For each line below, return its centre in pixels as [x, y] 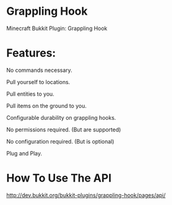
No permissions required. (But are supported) [64, 130]
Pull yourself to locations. [38, 82]
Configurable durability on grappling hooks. [61, 117]
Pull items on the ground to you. [47, 106]
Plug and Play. [24, 153]
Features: [31, 53]
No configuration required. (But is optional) [60, 141]
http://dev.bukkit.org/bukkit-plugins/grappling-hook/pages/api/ [86, 195]
